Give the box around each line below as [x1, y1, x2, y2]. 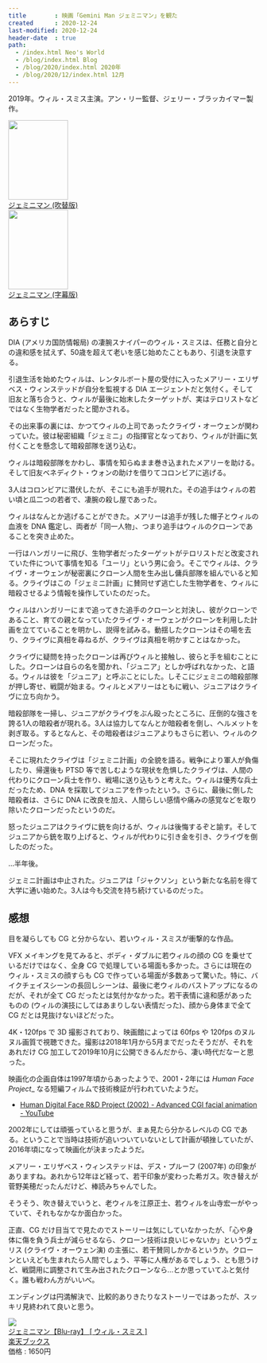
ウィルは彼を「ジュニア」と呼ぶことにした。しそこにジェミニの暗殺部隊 [21, 672, 259, 681]
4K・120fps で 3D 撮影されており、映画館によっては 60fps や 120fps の [8, 1027, 242, 1037]
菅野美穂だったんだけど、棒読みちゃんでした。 [8, 1182, 161, 1191]
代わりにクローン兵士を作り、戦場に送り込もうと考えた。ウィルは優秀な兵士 [8, 775, 258, 785]
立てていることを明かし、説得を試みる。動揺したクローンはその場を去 [21, 625, 252, 635]
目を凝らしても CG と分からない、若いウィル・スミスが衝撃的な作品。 [8, 934, 238, 944]
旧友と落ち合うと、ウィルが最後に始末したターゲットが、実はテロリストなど [8, 395, 259, 404]
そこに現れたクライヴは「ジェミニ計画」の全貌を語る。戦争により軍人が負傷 [8, 755, 259, 765]
